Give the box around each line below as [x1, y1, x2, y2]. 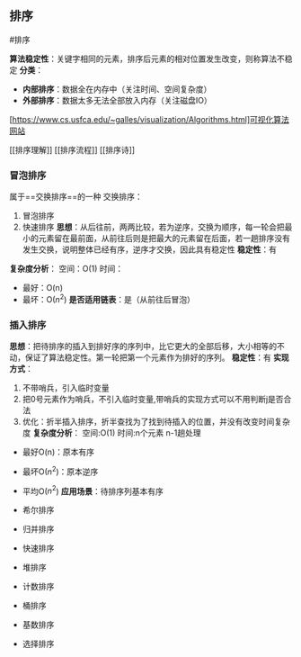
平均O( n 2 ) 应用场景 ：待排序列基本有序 [22, 484, 164, 497]
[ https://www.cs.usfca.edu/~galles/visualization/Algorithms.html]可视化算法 [9, 113, 290, 124]
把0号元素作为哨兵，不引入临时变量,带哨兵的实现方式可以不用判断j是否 [22, 394, 285, 405]
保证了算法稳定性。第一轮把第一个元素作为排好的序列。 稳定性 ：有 [24, 352, 271, 363]
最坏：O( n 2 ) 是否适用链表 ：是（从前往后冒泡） [22, 292, 196, 304]
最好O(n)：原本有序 [22, 446, 94, 457]
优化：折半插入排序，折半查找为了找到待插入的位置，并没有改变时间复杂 [22, 417, 290, 427]
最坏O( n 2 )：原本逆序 [22, 464, 99, 477]
